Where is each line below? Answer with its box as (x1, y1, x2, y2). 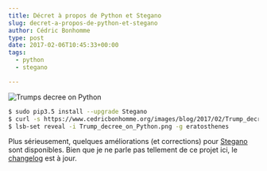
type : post (8, 33, 44, 42)
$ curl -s (8, 115, 41, 123)
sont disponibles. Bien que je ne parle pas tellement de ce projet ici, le (8, 145, 238, 155)
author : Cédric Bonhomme (8, 26, 91, 34)
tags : (8, 49, 26, 56)
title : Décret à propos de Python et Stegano (8, 11, 161, 20)
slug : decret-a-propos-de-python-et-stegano (8, 19, 158, 27)
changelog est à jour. (8, 154, 77, 163)
